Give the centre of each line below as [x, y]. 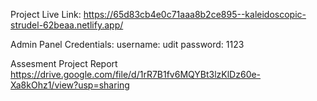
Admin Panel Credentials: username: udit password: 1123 [127, 44]
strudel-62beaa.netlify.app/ [67, 25]
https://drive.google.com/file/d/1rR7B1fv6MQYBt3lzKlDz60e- [136, 74]
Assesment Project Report [64, 63]
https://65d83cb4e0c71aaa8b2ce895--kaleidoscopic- [195, 14]
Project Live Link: [46, 14]
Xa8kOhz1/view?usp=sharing [70, 85]
